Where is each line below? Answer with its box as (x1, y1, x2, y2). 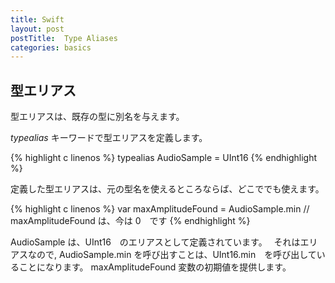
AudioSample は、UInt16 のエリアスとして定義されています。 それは (10, 236, 301, 248)
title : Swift (10, 14, 65, 25)
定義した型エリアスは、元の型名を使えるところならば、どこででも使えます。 (10, 183, 325, 195)
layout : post (10, 24, 65, 34)
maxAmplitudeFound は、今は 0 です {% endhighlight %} (10, 215, 251, 227)
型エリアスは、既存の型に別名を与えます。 (10, 111, 185, 123)
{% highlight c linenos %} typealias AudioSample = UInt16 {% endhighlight (10, 152, 317, 164)
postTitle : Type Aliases (10, 33, 118, 43)
